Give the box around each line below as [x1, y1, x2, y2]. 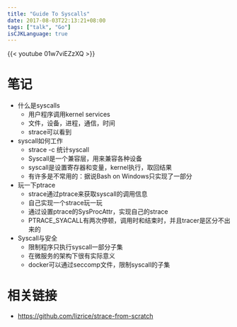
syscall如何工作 [17, 137, 64, 145]
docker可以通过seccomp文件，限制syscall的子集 [28, 260, 170, 269]
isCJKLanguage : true [7, 30, 69, 38]
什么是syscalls [17, 101, 60, 110]
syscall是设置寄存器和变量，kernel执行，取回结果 [28, 163, 172, 172]
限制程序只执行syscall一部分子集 [28, 243, 124, 251]
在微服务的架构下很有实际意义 [28, 252, 115, 260]
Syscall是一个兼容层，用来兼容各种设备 [28, 154, 143, 163]
